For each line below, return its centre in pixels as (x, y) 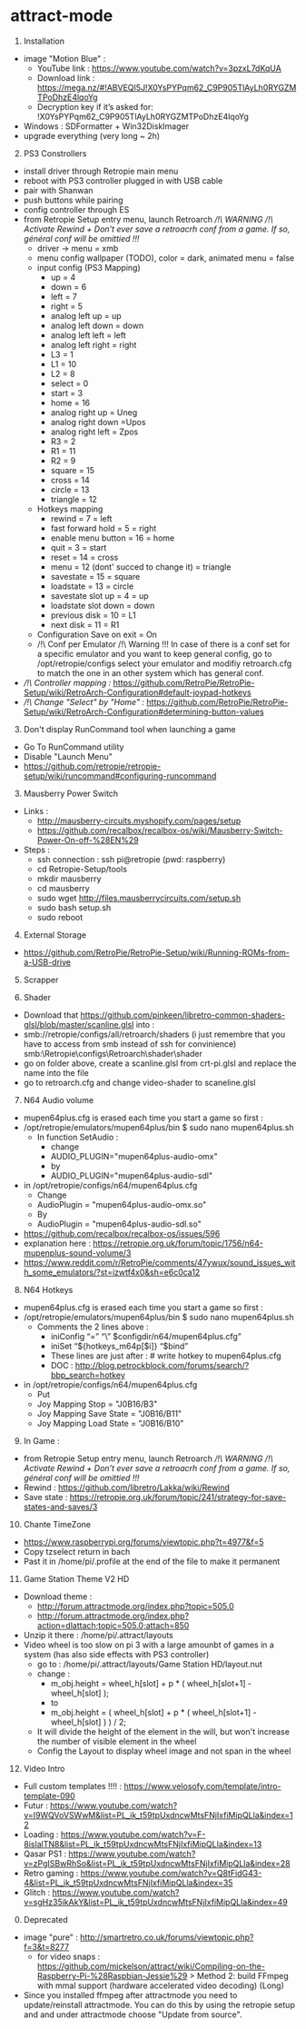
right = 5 (67, 306)
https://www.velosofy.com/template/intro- (202, 1785)
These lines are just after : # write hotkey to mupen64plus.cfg (166, 1356)
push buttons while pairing (73, 200)
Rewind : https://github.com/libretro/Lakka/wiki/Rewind (127, 1487)
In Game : (41, 1440)
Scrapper (41, 980)
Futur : (35, 1805)
